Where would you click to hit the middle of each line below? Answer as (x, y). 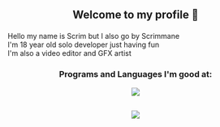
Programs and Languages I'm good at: (136, 74)
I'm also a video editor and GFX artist (69, 53)
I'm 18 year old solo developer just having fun (84, 44)
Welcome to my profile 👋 (136, 15)
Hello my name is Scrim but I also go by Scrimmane (94, 36)
